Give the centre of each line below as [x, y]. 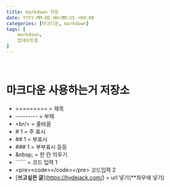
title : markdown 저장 [33, 12]
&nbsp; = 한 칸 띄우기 [41, 155]
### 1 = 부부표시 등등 [41, 147]
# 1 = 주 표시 [30, 131]
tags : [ [16, 29]
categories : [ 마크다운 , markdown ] [48, 23]
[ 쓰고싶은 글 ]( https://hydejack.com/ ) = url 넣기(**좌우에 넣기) [90, 177]
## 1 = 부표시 [31, 139]
